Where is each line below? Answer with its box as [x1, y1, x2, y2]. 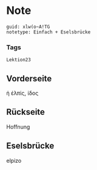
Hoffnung [6, 123, 30, 131]
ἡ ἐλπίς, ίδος [6, 89, 39, 97]
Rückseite [6, 107, 45, 117]
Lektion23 [6, 57, 32, 63]
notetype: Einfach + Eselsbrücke [6, 29, 91, 35]
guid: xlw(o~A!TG [6, 24, 50, 30]
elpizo [6, 157, 22, 164]
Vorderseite [6, 73, 52, 84]
